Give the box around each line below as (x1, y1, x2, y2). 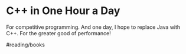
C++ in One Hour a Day (6, 4, 120, 18)
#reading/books (6, 41, 45, 48)
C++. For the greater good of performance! (6, 29, 111, 36)
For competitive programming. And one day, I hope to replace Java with (6, 23, 181, 31)
